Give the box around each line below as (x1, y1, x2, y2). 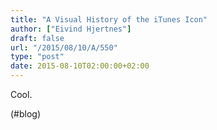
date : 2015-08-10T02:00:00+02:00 (10, 61, 150, 71)
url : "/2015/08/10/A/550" (10, 42, 118, 53)
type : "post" (10, 52, 65, 62)
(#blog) (10, 108, 42, 120)
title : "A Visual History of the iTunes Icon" (10, 14, 208, 25)
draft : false (10, 33, 65, 43)
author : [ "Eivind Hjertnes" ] (10, 24, 132, 34)
